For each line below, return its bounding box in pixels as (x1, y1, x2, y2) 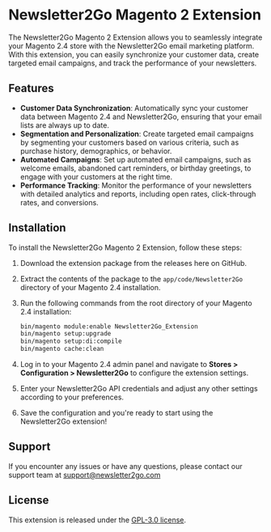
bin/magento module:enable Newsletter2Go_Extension (19, 322, 198, 331)
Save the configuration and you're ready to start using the (19, 408, 214, 418)
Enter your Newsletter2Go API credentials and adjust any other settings (19, 384, 258, 394)
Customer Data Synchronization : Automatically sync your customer (19, 103, 249, 112)
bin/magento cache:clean (19, 345, 104, 353)
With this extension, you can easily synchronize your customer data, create (8, 49, 260, 59)
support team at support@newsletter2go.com (8, 470, 161, 479)
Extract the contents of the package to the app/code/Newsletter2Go (19, 273, 243, 284)
